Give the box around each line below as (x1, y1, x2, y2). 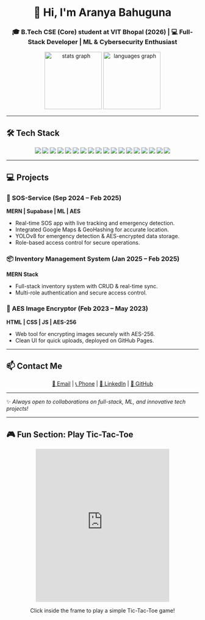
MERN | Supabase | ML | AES (6, 207, 81, 215)
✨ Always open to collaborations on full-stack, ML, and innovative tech (6, 398, 186, 406)
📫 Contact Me (6, 360, 63, 371)
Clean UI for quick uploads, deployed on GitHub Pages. (15, 337, 154, 344)
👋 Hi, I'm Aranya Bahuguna (33, 6, 172, 20)
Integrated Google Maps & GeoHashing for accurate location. (15, 226, 169, 233)
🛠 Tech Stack (6, 128, 60, 138)
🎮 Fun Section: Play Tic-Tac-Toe (6, 429, 134, 439)
